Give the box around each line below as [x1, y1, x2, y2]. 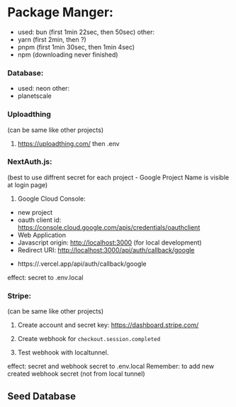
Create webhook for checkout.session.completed [17, 335, 161, 343]
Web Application [17, 230, 66, 239]
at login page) [7, 180, 48, 189]
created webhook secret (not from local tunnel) [7, 369, 145, 378]
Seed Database [7, 390, 77, 402]
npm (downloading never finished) [17, 50, 118, 59]
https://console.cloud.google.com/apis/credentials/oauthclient [17, 223, 201, 231]
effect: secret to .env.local [7, 273, 84, 281]
